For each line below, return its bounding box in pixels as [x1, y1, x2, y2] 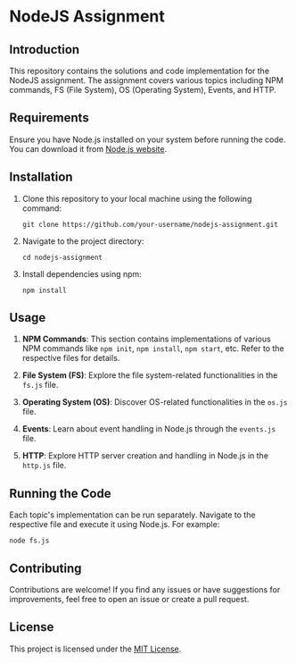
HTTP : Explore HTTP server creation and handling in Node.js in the [21, 450, 269, 461]
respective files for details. [21, 353, 120, 364]
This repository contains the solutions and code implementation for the [9, 65, 270, 76]
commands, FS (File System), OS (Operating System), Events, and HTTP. [9, 85, 276, 95]
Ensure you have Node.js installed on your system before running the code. [9, 134, 286, 145]
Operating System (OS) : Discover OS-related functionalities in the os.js [21, 397, 288, 407]
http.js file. [21, 460, 67, 471]
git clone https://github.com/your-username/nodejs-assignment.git [21, 220, 278, 229]
